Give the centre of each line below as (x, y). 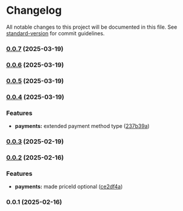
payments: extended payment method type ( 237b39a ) (82, 126)
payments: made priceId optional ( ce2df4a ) (69, 186)
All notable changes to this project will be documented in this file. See (92, 27)
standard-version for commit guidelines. (55, 33)
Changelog (34, 10)
